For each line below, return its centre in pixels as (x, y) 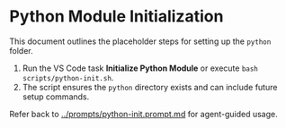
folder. (21, 50)
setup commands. (56, 97)
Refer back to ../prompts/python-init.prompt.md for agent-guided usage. (143, 114)
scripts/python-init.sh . (68, 77)
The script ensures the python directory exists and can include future (150, 87)
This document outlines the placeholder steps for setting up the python (140, 41)
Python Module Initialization (116, 17)
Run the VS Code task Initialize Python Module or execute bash (140, 68)
